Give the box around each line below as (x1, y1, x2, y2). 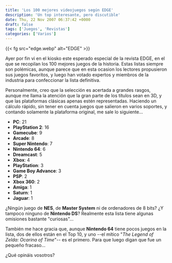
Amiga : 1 (12, 184, 32, 190)
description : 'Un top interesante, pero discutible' (5, 12, 121, 17)
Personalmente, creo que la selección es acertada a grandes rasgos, (5, 87, 151, 93)
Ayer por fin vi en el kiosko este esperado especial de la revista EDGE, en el (5, 55, 165, 62)
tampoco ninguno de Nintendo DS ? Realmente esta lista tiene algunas (5, 211, 154, 216)
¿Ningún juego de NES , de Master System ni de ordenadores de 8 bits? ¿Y (5, 205, 164, 211)
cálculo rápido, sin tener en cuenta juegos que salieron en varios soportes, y (5, 104, 167, 109)
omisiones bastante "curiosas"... (5, 216, 74, 222)
